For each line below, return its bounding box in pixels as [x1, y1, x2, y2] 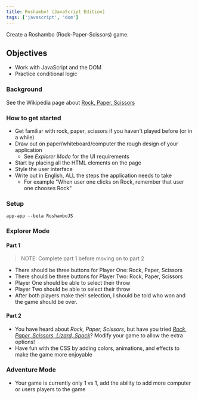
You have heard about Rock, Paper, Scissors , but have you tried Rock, [14, 325, 187, 333]
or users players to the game [14, 385, 86, 392]
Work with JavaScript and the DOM [14, 64, 102, 71]
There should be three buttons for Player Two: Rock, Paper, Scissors [14, 273, 183, 280]
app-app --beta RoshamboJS [6, 213, 73, 219]
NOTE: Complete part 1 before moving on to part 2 [20, 255, 144, 262]
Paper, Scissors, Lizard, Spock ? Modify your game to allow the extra [14, 331, 183, 339]
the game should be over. [14, 299, 78, 306]
